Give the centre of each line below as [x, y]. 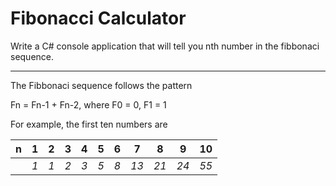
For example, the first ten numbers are [89, 124]
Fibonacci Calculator [98, 18]
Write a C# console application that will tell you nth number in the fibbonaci [165, 46]
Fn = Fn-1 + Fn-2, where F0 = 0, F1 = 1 [88, 104]
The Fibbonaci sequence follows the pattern [101, 85]
